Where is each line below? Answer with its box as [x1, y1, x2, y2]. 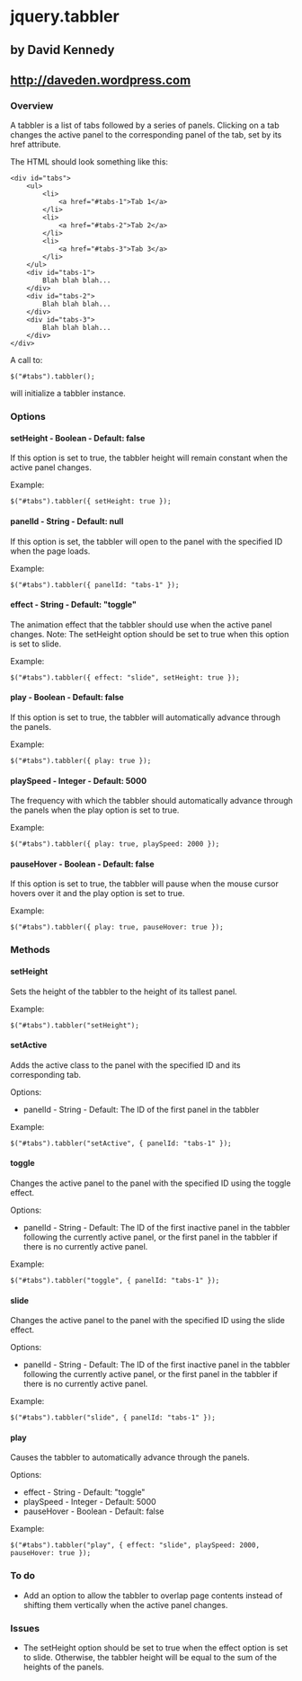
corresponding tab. [10, 1069, 82, 1080]
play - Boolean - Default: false [10, 692, 124, 703]
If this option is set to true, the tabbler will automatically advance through [10, 712, 281, 723]
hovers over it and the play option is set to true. [10, 888, 185, 899]
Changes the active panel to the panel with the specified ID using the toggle [10, 1178, 291, 1188]
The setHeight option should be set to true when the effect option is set [22, 1642, 289, 1653]
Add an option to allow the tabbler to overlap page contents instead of [22, 1589, 283, 1601]
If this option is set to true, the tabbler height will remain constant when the [10, 452, 289, 464]
